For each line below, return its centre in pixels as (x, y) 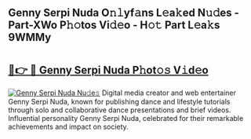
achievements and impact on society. (69, 126)
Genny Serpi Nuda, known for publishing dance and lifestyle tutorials (119, 102)
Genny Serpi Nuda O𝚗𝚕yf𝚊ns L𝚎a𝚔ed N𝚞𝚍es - (124, 13)
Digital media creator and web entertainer (169, 93)
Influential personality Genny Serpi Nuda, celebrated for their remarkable (126, 118)
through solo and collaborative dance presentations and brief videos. (120, 110)
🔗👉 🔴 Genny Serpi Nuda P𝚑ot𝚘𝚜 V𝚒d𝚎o (109, 70)
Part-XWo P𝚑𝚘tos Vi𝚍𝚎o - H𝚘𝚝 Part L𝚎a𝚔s (114, 26)
